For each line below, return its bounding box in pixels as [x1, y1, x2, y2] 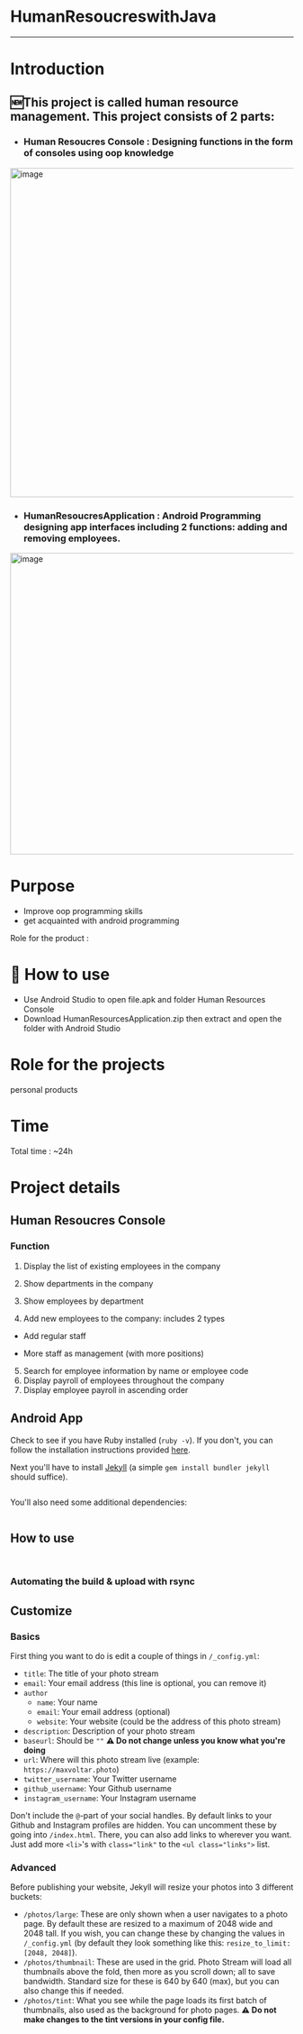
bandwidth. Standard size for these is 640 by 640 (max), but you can [22, 1976, 280, 1987]
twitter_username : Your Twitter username [22, 1773, 177, 1784]
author [22, 1689, 49, 1698]
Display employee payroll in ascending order [22, 1384, 189, 1395]
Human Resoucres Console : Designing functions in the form [22, 135, 293, 148]
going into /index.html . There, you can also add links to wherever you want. [10, 1828, 292, 1840]
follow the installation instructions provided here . [10, 1444, 192, 1455]
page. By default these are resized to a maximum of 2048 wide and [22, 1919, 273, 1929]
